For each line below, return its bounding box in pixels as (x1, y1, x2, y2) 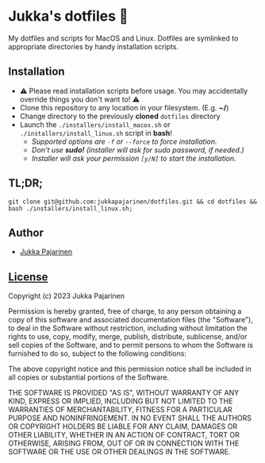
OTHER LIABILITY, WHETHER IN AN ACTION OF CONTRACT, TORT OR (8, 430, 240, 440)
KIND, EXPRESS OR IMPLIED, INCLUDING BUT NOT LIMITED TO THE (8, 396, 233, 406)
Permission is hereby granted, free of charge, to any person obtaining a (8, 307, 242, 316)
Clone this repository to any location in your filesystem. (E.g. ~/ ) (19, 102, 229, 112)
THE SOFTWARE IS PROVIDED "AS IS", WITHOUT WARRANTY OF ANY (8, 388, 240, 398)
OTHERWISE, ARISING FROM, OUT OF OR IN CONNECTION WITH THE (8, 438, 240, 448)
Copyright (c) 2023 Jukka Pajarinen (8, 291, 125, 301)
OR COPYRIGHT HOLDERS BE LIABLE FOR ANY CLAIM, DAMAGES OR (8, 422, 238, 431)
